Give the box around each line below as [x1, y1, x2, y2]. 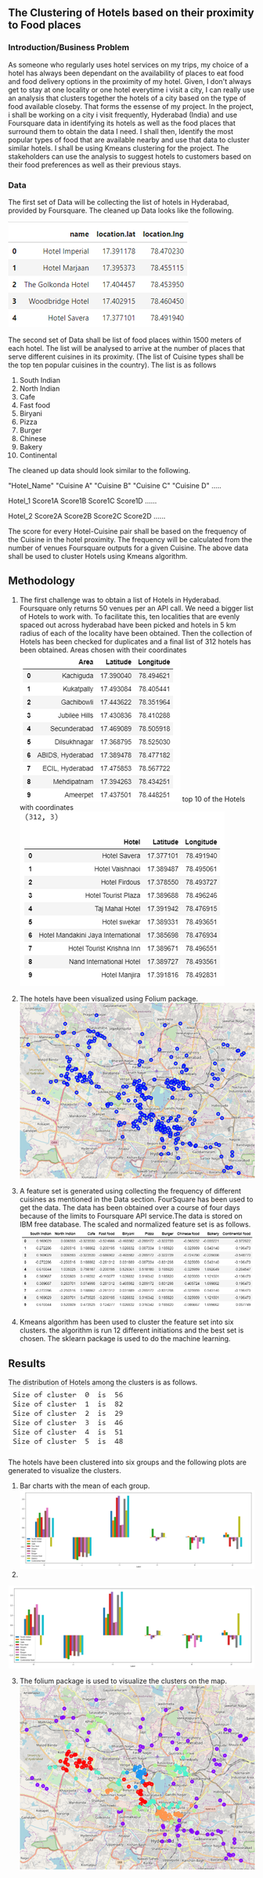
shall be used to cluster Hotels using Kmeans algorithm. [8, 551, 188, 560]
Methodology [8, 574, 76, 588]
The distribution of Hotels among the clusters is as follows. [8, 1377, 198, 1388]
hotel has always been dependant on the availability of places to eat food [8, 68, 244, 78]
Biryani [19, 408, 43, 418]
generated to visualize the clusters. [8, 1466, 121, 1475]
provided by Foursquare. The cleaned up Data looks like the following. [8, 206, 234, 215]
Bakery [19, 442, 43, 451]
